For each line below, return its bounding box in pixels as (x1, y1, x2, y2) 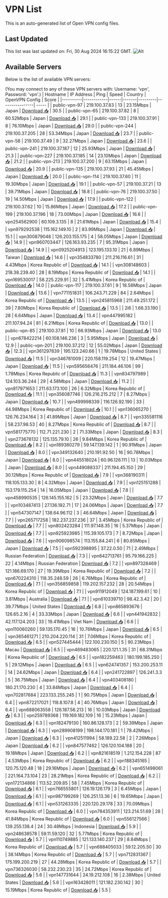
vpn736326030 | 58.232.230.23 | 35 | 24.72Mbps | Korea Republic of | (5, 866, 152, 872)
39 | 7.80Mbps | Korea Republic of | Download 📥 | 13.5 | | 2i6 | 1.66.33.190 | (5, 305, 161, 311)
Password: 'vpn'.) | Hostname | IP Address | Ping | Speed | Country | (5, 91, 146, 97)
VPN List (5, 4, 42, 15)
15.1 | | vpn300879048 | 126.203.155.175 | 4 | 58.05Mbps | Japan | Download (5, 233, 162, 240)
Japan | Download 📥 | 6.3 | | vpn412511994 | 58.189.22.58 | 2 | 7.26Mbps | (5, 735, 159, 741)
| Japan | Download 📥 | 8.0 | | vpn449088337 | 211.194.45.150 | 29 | (5, 464, 146, 470)
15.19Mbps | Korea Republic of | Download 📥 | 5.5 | (5, 887, 111, 893)
